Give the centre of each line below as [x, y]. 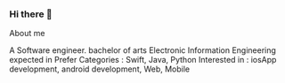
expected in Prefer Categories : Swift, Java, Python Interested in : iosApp [143, 60]
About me [27, 34]
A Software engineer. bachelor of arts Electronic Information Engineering [142, 50]
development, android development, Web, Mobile [100, 69]
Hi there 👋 [31, 14]
